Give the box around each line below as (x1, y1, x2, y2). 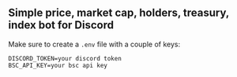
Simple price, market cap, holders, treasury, (8, 6, 229, 20)
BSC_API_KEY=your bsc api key (8, 61, 108, 69)
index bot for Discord (8, 19, 115, 32)
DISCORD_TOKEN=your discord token (8, 54, 122, 62)
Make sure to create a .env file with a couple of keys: (8, 39, 180, 49)
